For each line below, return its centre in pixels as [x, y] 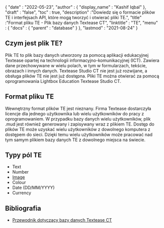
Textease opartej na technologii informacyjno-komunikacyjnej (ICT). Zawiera [82, 60]
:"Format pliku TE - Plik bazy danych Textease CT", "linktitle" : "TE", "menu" [82, 23]
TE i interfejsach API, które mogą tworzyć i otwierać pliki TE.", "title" [73, 17]
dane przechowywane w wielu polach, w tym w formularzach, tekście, [76, 65]
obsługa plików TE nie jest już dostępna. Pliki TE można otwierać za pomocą [82, 76]
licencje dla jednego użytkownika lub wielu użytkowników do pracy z [75, 114]
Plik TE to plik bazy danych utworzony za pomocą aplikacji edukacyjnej [77, 55]
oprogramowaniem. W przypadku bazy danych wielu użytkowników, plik [78, 119]
